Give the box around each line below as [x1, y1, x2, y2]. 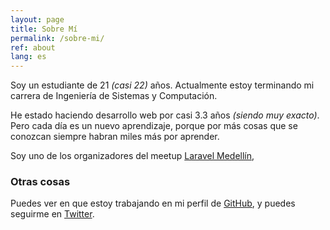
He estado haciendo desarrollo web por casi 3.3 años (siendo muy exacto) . [10, 109, 320, 121]
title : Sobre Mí [10, 24, 78, 34]
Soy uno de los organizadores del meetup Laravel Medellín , [10, 150, 255, 162]
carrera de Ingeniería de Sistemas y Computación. [10, 90, 218, 102]
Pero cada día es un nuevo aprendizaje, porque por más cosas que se [10, 120, 298, 132]
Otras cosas [10, 175, 71, 189]
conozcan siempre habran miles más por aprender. [10, 131, 220, 143]
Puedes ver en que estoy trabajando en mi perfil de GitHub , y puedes [10, 197, 296, 210]
